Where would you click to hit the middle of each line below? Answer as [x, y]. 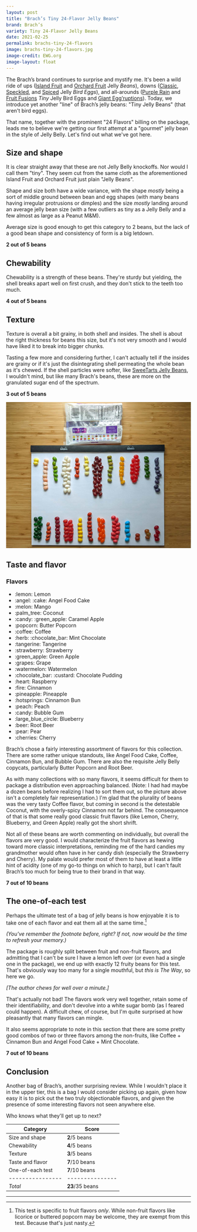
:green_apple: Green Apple [47, 656]
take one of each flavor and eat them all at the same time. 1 [77, 922]
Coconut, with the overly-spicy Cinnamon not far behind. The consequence [97, 810]
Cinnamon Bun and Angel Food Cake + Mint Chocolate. [73, 1042]
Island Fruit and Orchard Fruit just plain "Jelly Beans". [70, 180]
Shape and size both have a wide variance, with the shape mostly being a [95, 191]
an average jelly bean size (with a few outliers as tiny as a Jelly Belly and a [96, 210]
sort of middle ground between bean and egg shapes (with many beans [93, 197]
